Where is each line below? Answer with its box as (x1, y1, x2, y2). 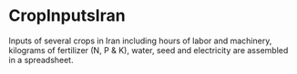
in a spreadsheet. (8, 54, 74, 65)
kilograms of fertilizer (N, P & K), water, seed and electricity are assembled (8, 44, 289, 55)
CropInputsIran (8, 5, 126, 26)
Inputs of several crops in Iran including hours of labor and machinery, (8, 35, 272, 46)
